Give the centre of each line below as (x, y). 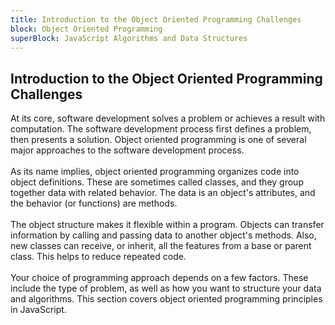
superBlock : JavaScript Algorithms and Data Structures (129, 38)
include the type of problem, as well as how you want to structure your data (166, 288)
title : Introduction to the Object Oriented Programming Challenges (156, 19)
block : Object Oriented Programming (86, 29)
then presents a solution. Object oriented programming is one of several (158, 140)
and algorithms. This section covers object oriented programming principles (166, 299)
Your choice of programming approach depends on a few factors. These (159, 278)
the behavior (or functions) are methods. (94, 203)
